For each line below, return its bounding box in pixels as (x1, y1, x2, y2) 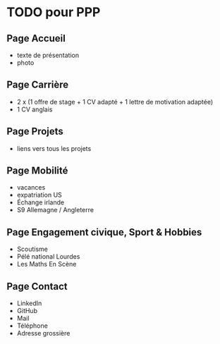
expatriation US (16, 191, 63, 199)
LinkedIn (16, 299, 42, 307)
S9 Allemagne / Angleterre (16, 206, 94, 214)
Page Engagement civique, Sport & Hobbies (6, 226, 202, 238)
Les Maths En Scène (16, 260, 77, 269)
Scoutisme (16, 245, 49, 254)
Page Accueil (6, 32, 66, 44)
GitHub (16, 307, 38, 315)
